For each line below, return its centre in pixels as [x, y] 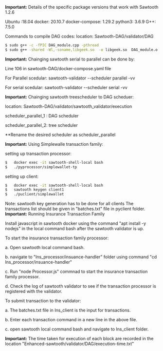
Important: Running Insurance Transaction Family [55, 214]
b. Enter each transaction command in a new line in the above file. [71, 320]
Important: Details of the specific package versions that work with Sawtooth [82, 7]
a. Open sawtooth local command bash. [45, 248]
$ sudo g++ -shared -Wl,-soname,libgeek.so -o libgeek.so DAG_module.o [81, 50]
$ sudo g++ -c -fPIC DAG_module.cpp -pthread [52, 45]
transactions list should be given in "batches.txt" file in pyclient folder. [75, 209]
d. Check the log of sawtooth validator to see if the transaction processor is [81, 286]
